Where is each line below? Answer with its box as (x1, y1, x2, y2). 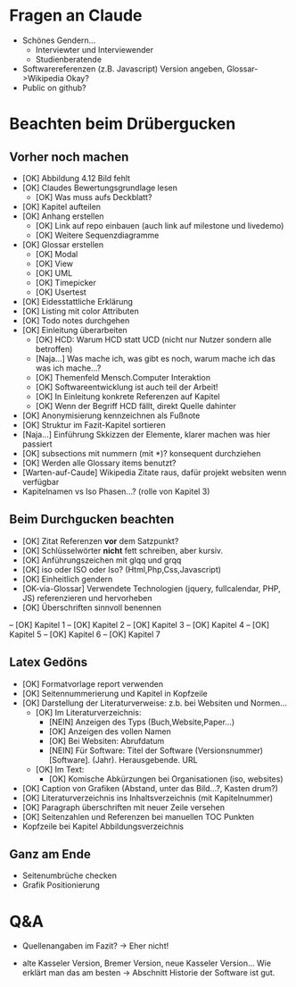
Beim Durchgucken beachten (9, 512, 175, 527)
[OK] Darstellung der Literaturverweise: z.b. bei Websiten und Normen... (21, 698, 287, 708)
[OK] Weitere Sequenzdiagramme (35, 230, 160, 240)
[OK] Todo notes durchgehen (21, 314, 130, 326)
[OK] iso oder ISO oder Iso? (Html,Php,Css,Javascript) (21, 564, 221, 574)
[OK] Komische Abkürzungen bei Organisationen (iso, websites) (48, 774, 284, 784)
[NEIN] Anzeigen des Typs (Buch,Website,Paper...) (48, 716, 234, 727)
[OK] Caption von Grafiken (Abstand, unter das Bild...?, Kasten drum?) (21, 782, 279, 793)
